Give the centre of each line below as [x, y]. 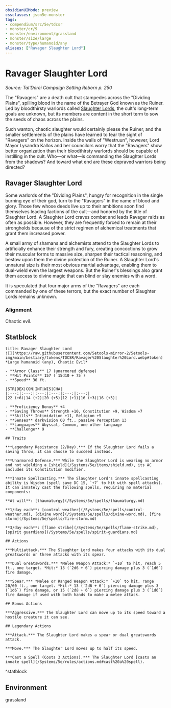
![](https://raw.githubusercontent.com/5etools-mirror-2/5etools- [77, 353]
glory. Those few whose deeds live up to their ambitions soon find [75, 206]
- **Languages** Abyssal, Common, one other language [64, 425]
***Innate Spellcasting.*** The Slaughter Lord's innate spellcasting [82, 478]
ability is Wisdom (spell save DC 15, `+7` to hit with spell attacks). [84, 483]
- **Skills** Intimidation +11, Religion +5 [53, 416]
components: [18, 492]
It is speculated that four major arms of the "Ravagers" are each [72, 286]
